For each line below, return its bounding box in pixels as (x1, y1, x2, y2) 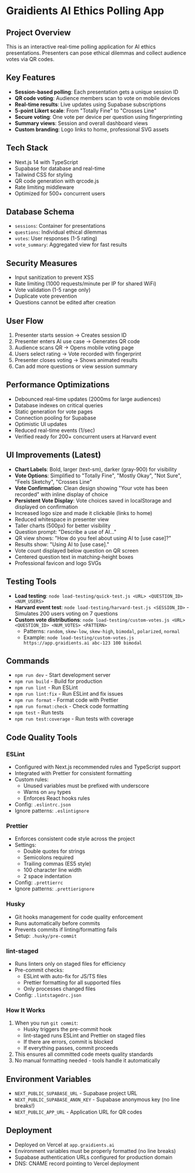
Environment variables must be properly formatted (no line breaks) (14, 1147, 176, 1154)
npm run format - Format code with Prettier (14, 696, 119, 704)
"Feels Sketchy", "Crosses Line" (14, 478, 92, 485)
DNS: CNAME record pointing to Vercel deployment (14, 1159, 139, 1167)
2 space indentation (23, 873, 72, 880)
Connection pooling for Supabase (14, 414, 96, 421)
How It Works (6, 1006, 46, 1014)
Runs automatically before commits (14, 919, 100, 926)
